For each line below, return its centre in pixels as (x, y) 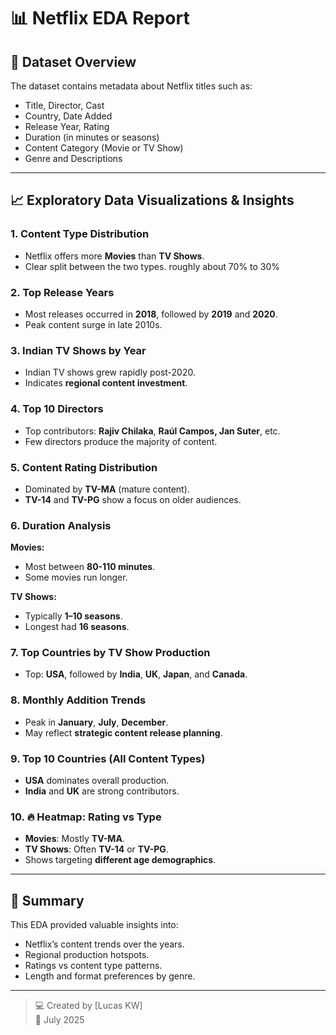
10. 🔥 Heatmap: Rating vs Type (86, 817)
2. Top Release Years (62, 292)
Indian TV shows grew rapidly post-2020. (110, 372)
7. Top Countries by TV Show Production (110, 653)
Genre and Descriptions (73, 158)
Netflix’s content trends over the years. (104, 944)
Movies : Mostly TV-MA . (74, 839)
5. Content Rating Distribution (84, 467)
